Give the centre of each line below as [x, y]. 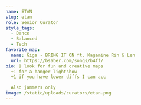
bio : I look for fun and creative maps [55, 66]
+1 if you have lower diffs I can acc [59, 77]
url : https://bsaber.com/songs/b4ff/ [57, 60]
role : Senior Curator [32, 22]
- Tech [19, 45]
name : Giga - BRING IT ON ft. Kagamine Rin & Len [73, 55]
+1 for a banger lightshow [44, 72]
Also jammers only [34, 88]
